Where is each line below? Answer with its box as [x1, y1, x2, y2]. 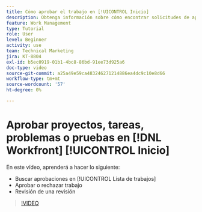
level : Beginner [6, 37, 47, 43]
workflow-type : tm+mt [6, 76, 61, 82]
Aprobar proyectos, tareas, [6, 118, 144, 132]
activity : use [6, 43, 42, 49]
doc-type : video [6, 64, 47, 71]
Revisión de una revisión [14, 187, 76, 195]
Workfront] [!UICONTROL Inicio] [6, 144, 170, 157]
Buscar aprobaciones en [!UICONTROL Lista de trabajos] [14, 175, 156, 182]
